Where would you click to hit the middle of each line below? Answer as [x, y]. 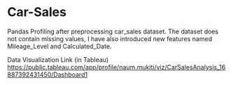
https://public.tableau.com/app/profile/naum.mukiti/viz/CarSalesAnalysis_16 [116, 67]
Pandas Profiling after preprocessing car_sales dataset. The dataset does [113, 31]
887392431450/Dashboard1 [48, 75]
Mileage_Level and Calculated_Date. [59, 46]
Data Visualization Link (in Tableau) [58, 59]
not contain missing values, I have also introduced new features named [110, 38]
